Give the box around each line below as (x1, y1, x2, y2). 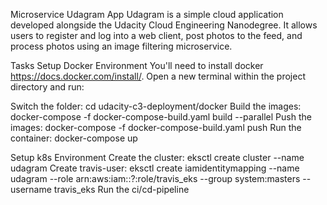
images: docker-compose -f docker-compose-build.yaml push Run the (10, 122, 302, 133)
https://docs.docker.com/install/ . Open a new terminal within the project (10, 70, 306, 82)
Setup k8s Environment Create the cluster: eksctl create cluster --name (10, 152, 305, 163)
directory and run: (10, 81, 85, 93)
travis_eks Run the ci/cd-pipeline (53, 184, 190, 195)
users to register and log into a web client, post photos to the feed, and (10, 30, 303, 41)
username (10, 184, 52, 195)
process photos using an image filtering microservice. (10, 40, 233, 52)
